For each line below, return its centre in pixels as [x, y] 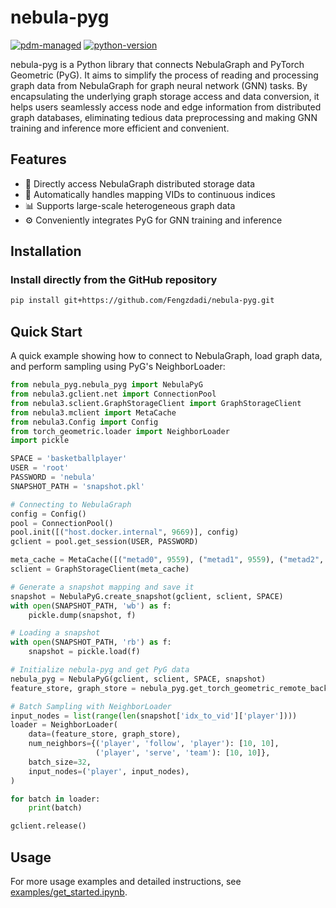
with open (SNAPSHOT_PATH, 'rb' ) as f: [91, 642]
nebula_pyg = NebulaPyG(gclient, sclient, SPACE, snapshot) [138, 679]
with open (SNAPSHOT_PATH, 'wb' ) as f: [91, 606]
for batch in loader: [55, 799]
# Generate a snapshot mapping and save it [102, 587]
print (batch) [55, 808]
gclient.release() [48, 826]
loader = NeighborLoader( [64, 725]
